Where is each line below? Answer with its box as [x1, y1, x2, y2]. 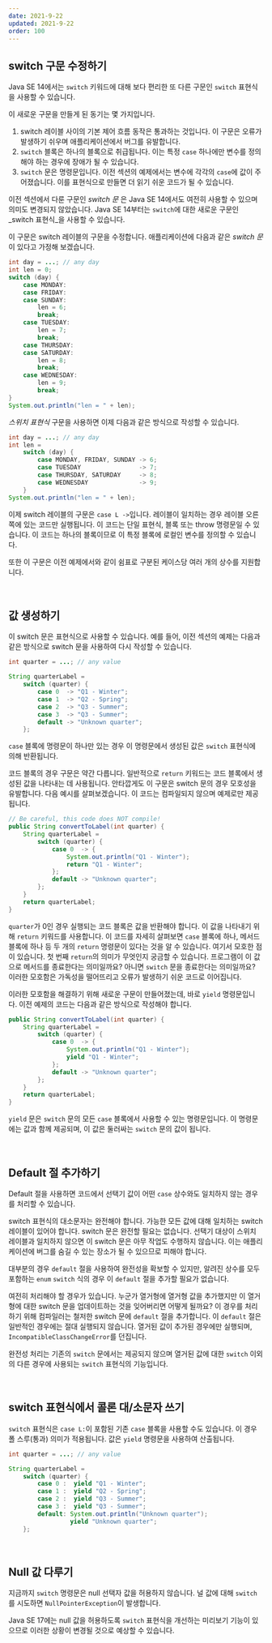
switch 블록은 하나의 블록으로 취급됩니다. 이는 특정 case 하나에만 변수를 [19, 147, 247, 156]
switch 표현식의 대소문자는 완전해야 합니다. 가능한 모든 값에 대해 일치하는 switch [8, 1216, 263, 1226]
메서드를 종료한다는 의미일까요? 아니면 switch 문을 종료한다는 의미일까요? [23, 961, 257, 971]
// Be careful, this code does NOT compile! [8, 815, 161, 824]
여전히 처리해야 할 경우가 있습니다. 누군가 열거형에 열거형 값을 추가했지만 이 [8, 1290, 246, 1301]
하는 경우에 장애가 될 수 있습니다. [35, 157, 139, 167]
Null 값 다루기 [8, 1565, 74, 1579]
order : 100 [8, 27, 45, 35]
